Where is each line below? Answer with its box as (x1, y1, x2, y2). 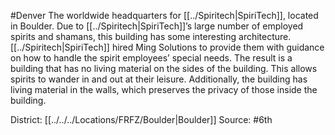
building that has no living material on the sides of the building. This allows (10, 63, 318, 74)
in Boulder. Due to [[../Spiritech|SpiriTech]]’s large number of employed (10, 20, 304, 32)
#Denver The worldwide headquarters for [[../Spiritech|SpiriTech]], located (10, 10, 319, 21)
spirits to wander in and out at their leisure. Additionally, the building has (10, 73, 308, 85)
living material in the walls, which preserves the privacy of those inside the (10, 84, 318, 95)
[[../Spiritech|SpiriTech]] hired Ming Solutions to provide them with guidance (10, 41, 325, 53)
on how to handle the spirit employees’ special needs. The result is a (10, 52, 293, 64)
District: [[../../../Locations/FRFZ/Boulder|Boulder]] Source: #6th (10, 114, 273, 125)
